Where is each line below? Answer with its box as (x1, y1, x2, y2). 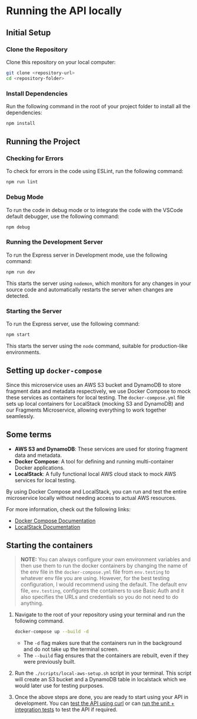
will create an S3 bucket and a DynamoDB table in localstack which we (14, 676, 186, 683)
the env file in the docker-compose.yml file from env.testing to (20, 568, 170, 575)
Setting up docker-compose (6, 366, 102, 376)
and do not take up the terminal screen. (23, 646, 119, 653)
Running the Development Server (6, 238, 103, 246)
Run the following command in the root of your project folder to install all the (6, 102, 191, 110)
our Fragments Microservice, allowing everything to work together (6, 406, 166, 413)
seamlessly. (6, 412, 35, 419)
